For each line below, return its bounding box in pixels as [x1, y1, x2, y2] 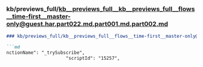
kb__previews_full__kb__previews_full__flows [58, 5, 195, 13]
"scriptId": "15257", [65, 55, 120, 61]
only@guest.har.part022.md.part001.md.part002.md [6, 20, 168, 28]
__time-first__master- [6, 12, 71, 20]
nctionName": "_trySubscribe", [6, 50, 85, 56]
